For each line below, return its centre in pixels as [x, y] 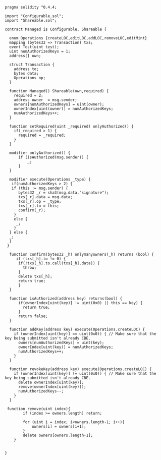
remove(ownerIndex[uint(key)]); [52, 387]
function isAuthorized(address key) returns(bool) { [66, 299]
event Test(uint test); [34, 47]
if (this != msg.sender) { [40, 188]
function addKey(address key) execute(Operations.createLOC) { [77, 329]
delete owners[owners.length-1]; [58, 435]
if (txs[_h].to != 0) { [41, 259]
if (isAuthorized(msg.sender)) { [53, 157]
